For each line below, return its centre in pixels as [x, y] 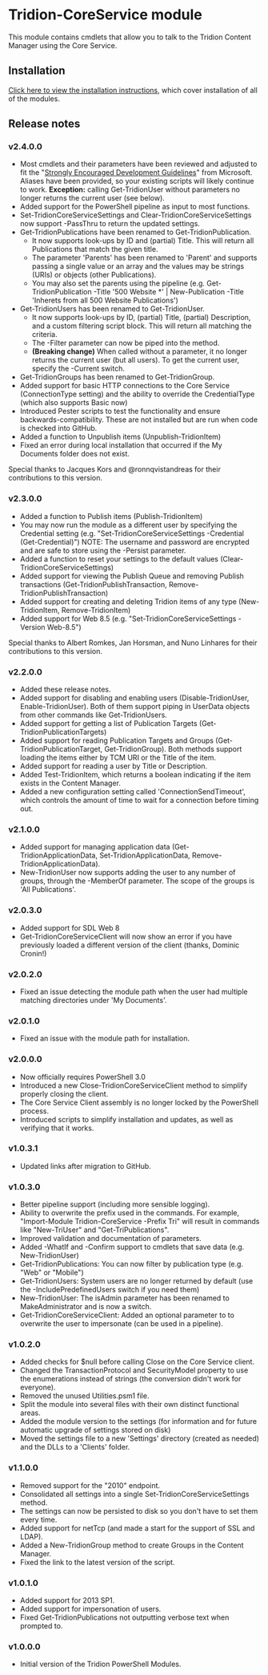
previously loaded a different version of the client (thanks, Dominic [130, 945]
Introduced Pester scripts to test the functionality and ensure [120, 412]
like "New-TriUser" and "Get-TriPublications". [94, 1230]
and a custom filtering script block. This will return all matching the [142, 326]
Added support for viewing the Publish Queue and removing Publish [132, 576]
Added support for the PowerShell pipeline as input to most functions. [135, 207]
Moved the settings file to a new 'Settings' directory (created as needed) [140, 1438]
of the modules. [34, 99]
